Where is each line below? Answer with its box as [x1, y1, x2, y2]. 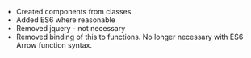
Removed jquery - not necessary [15, 24, 126, 33]
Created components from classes [15, 7, 132, 16]
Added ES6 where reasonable [15, 15, 115, 25]
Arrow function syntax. [15, 41, 93, 50]
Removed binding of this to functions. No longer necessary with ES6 [15, 32, 244, 41]
